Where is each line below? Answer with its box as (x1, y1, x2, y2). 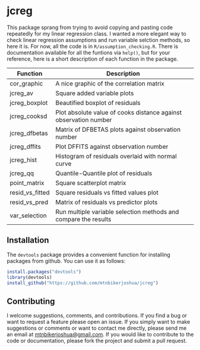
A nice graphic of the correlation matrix (55, 79, 165, 87)
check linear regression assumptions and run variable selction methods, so (7, 36, 191, 43)
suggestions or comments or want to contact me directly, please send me (7, 324, 187, 332)
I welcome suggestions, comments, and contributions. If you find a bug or (7, 312, 188, 319)
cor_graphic (9, 79, 43, 87)
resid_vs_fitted (9, 188, 50, 196)
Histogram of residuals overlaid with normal (55, 152, 177, 160)
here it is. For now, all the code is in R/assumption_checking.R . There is (7, 43, 179, 50)
